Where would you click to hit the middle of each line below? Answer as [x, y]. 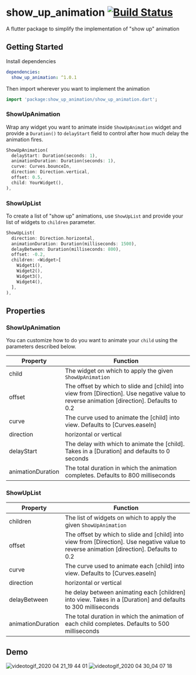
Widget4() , [30, 282]
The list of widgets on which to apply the [120, 518]
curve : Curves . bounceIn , [41, 167]
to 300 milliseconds [92, 607]
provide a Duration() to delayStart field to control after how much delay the [97, 133]
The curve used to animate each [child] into [125, 566]
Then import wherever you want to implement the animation [78, 88]
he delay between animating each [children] [125, 593]
